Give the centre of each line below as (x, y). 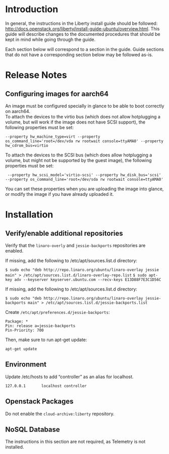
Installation (29, 215)
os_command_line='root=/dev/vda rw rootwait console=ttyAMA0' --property (84, 141)
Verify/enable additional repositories (64, 233)
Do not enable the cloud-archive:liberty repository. (60, 414)
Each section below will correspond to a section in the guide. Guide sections (84, 49)
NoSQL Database (33, 429)
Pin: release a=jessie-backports (40, 326)
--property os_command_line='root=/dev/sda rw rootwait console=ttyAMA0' (84, 179)
